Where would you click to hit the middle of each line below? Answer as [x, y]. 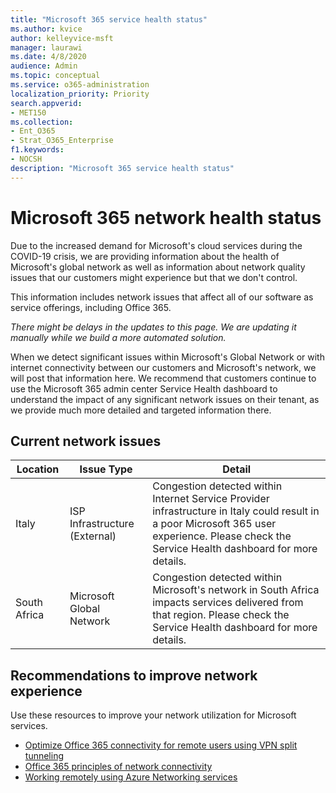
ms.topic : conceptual [55, 76]
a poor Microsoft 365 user [214, 524]
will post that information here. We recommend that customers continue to [163, 378]
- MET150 [28, 112]
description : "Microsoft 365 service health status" [122, 168]
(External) [93, 536]
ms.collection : [42, 122]
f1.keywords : [37, 150]
